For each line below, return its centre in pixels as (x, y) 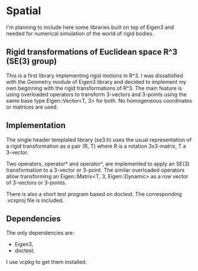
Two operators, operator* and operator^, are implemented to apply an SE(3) (98, 164)
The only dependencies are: (40, 233)
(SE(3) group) (32, 61)
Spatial (24, 11)
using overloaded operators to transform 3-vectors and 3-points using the (97, 94)
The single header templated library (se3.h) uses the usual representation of (99, 139)
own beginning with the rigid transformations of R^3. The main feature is (94, 88)
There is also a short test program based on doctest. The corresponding (94, 194)
